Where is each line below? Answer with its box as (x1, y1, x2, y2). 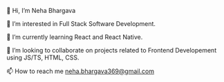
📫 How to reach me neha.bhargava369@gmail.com (6, 67, 155, 75)
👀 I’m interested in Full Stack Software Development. (6, 20, 156, 27)
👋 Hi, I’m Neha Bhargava (6, 7, 76, 14)
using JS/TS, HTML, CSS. (6, 53, 80, 61)
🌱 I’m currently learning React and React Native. (6, 33, 143, 41)
